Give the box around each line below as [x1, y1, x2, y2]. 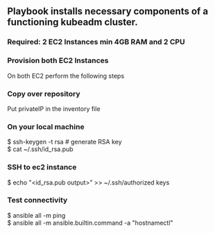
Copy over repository [7, 89, 80, 98]
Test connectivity [7, 196, 68, 205]
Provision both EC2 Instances [7, 55, 109, 65]
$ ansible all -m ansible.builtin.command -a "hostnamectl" [7, 218, 173, 227]
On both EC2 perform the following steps [7, 71, 125, 80]
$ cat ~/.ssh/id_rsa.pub [7, 145, 74, 153]
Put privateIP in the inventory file [7, 104, 101, 113]
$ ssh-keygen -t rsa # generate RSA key [7, 138, 123, 146]
